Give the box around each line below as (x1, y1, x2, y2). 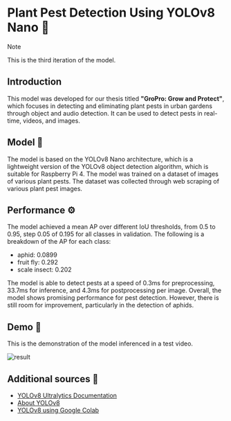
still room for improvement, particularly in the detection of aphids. (7, 301, 194, 310)
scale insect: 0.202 (17, 265, 72, 274)
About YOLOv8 (17, 399, 60, 406)
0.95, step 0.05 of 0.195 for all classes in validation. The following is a (7, 230, 205, 238)
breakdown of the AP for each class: (7, 238, 111, 246)
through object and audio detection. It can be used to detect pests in (7, 109, 203, 117)
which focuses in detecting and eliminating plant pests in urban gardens (7, 102, 213, 110)
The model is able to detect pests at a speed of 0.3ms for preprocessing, (7, 279, 215, 287)
